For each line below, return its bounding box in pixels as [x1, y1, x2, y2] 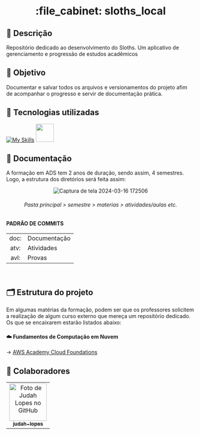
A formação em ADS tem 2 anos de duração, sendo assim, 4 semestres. [6, 169, 184, 176]
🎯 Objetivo [6, 68, 46, 78]
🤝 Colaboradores [6, 366, 71, 376]
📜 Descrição [6, 28, 53, 38]
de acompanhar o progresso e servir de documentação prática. [6, 90, 163, 97]
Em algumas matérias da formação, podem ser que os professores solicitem [6, 306, 195, 313]
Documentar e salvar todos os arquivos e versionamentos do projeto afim [6, 83, 187, 91]
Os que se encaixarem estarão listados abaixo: [6, 319, 122, 326]
